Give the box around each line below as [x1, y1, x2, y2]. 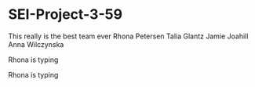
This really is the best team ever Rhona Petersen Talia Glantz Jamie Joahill [8, 31, 249, 41]
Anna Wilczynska [8, 39, 64, 49]
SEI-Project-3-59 [8, 5, 123, 24]
